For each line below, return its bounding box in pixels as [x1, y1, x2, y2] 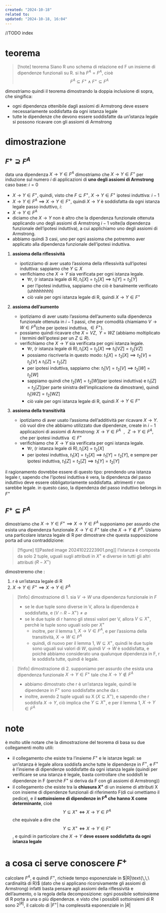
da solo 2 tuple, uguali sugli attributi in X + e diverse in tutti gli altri [17, 552, 151, 559]
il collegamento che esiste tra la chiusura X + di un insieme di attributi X [12, 783, 158, 790]
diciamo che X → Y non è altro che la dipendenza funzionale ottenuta [12, 215, 155, 221]
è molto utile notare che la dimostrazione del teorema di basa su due [5, 740, 145, 745]
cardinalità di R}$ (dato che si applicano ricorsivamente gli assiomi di [5, 880, 146, 886]
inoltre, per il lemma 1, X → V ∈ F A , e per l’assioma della [32, 627, 147, 634]
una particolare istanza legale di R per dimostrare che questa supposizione [5, 532, 158, 538]
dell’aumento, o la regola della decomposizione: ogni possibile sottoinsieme [5, 891, 160, 897]
